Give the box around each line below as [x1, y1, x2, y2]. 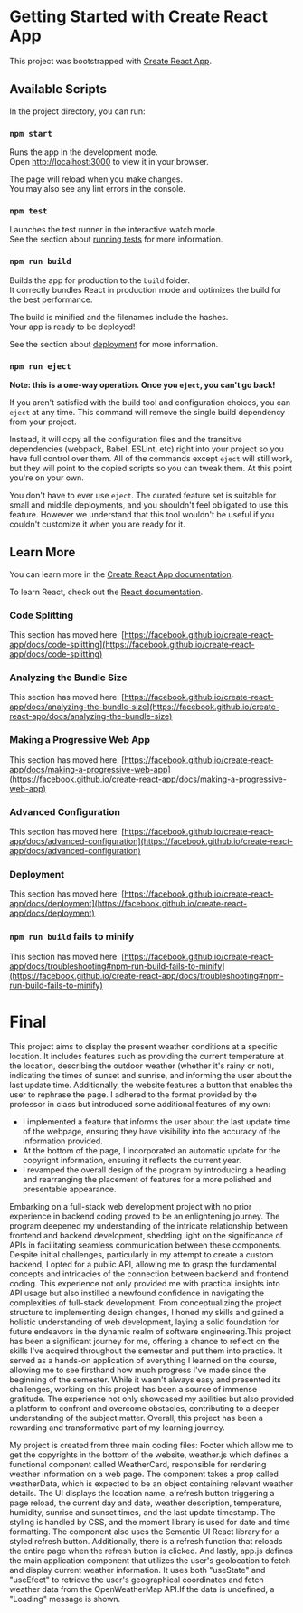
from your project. [9, 416, 77, 427]
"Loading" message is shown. [9, 1594, 121, 1605]
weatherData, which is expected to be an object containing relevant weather [9, 1478, 294, 1489]
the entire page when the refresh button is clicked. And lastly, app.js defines [9, 1545, 294, 1557]
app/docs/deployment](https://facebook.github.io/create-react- [9, 898, 247, 909]
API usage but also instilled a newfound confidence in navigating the [9, 1287, 265, 1299]
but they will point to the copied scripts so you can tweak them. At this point [9, 462, 292, 473]
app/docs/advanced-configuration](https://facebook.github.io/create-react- [9, 835, 294, 847]
